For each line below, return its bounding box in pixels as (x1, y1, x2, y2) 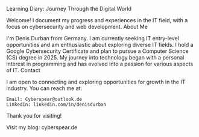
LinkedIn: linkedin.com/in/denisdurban (6, 102, 107, 108)
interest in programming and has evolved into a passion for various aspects (6, 60, 194, 67)
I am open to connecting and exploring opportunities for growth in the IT (6, 78, 186, 85)
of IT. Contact (6, 67, 40, 74)
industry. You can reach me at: (6, 85, 83, 92)
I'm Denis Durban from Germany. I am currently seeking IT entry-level (6, 35, 180, 41)
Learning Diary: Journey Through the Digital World (6, 5, 131, 12)
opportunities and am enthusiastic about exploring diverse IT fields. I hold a (6, 41, 194, 48)
